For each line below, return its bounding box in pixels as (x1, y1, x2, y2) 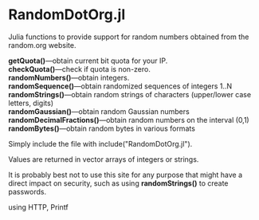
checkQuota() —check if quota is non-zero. (8, 64, 151, 73)
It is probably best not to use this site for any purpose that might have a (8, 170, 243, 179)
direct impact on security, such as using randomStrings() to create (8, 178, 229, 188)
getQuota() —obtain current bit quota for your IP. (8, 56, 168, 65)
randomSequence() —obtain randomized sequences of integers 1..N (8, 81, 233, 91)
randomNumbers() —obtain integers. (8, 73, 130, 82)
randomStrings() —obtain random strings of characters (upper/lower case (8, 89, 252, 99)
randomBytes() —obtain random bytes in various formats (8, 124, 195, 133)
